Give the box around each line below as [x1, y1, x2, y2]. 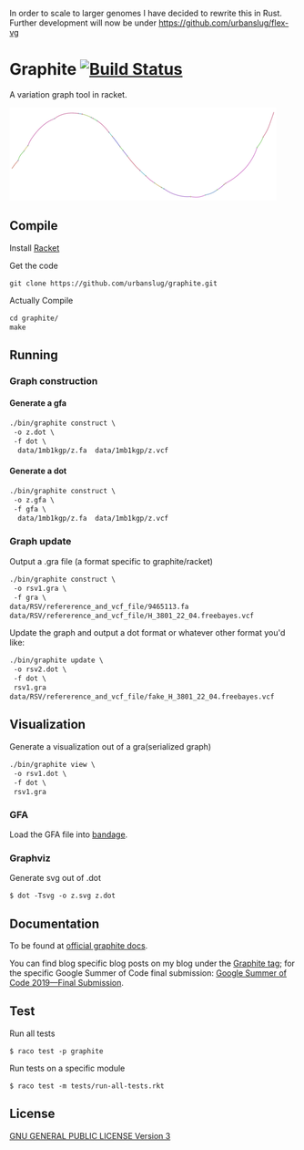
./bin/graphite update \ [9, 656, 104, 665]
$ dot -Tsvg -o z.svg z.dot [9, 891, 117, 901]
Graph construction [9, 375, 98, 388]
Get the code [9, 260, 59, 271]
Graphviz [9, 852, 52, 865]
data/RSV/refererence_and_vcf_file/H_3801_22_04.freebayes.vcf [9, 611, 255, 620]
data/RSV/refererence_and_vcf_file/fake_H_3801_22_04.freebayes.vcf [9, 692, 275, 701]
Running [9, 347, 59, 363]
